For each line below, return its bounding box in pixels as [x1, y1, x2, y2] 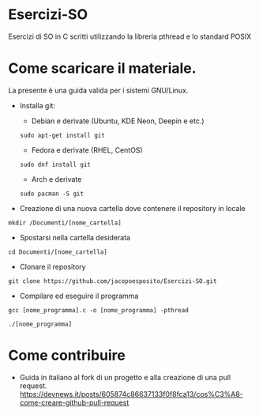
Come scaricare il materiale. [8, 59, 197, 77]
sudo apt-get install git [19, 131, 105, 139]
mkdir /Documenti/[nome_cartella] [8, 219, 122, 227]
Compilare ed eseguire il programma [19, 291, 139, 300]
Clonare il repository [19, 262, 86, 271]
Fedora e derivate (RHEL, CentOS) [31, 145, 144, 155]
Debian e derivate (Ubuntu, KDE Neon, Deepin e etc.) [31, 116, 205, 126]
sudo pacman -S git [19, 190, 84, 198]
